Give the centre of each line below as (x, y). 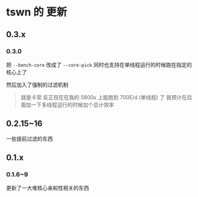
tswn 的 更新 (37, 12)
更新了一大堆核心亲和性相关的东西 (48, 188)
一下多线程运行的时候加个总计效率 (72, 105)
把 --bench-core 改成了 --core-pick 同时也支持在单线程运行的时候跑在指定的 (99, 64)
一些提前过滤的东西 (30, 138)
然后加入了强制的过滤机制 (37, 85)
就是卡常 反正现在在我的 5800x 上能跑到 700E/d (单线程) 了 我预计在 (104, 97)
